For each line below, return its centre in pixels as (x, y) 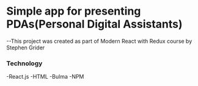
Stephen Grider (26, 48)
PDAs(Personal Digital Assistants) (94, 24)
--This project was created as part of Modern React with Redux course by (99, 41)
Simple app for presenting (74, 11)
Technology (24, 63)
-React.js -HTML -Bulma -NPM (45, 77)
